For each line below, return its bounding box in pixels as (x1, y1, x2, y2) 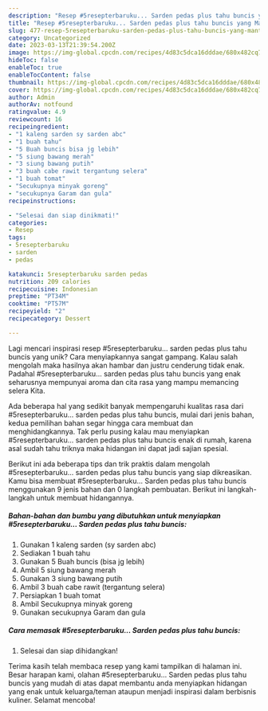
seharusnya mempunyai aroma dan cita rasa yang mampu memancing (8, 377, 239, 387)
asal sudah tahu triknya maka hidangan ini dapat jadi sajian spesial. (8, 443, 229, 453)
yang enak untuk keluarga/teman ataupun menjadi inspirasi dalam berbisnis (8, 686, 257, 696)
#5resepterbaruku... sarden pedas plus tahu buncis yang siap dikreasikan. (8, 467, 252, 477)
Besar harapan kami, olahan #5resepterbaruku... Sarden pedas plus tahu (8, 670, 247, 679)
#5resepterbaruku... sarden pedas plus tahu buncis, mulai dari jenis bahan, (8, 410, 254, 419)
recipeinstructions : (8, 197, 77, 205)
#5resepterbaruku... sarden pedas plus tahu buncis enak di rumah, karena (8, 435, 252, 445)
